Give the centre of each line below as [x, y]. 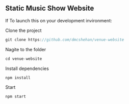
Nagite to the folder [26, 49]
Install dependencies [27, 68]
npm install [18, 78]
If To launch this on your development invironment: [59, 20]
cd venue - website [24, 59]
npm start [16, 97]
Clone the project [23, 30]
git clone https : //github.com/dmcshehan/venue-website [65, 40]
